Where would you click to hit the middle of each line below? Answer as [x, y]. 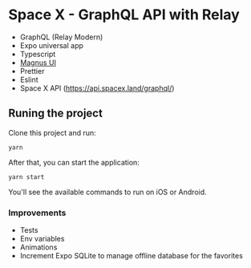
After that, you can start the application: [74, 162]
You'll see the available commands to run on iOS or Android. [107, 192]
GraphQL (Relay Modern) [61, 37]
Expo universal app [52, 45]
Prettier [32, 71]
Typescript [38, 54]
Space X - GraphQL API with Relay [124, 15]
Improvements [37, 213]
